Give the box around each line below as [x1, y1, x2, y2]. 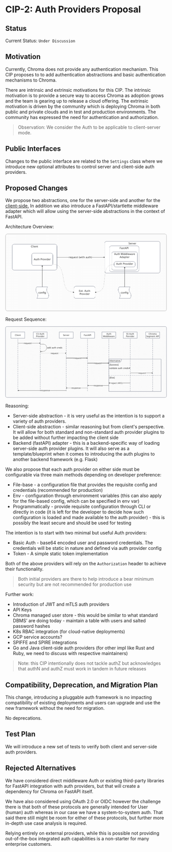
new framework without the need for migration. [5, 705, 105, 711]
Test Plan [5, 730, 36, 739]
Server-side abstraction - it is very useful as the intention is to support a [12, 413, 165, 419]
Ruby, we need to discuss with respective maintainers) [12, 650, 128, 657]
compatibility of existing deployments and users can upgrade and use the [5, 699, 161, 706]
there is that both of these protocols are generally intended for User [5, 804, 148, 810]
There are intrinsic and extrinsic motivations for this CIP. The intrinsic [5, 87, 151, 93]
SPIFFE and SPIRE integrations [12, 640, 78, 646]
